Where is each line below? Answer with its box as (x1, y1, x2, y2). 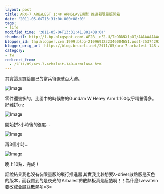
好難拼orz (5, 102, 25, 108)
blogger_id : (5, 39, 29, 44)
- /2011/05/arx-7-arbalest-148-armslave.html (9, 62, 104, 66)
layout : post (5, 7, 32, 12)
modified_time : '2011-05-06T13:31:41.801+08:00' (5, 30, 106, 35)
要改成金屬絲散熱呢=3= (5, 184, 52, 190)
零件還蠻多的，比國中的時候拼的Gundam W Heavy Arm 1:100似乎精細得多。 (5, 96, 157, 102)
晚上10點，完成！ (5, 161, 40, 167)
